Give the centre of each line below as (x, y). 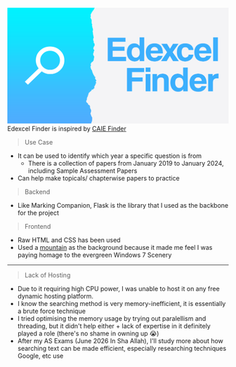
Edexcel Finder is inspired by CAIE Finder (67, 129)
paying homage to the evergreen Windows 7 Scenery (94, 255)
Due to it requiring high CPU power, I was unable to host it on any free (118, 289)
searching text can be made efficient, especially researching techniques (122, 349)
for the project (38, 213)
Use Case (39, 142)
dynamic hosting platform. (55, 296)
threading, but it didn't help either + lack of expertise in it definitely (114, 326)
